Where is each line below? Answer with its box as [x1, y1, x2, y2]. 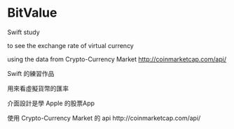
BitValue [7, 5, 57, 21]
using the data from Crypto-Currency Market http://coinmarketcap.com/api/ [7, 54, 226, 63]
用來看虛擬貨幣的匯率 [7, 84, 69, 92]
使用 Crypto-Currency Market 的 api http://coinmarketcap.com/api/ [7, 114, 201, 122]
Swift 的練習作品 [7, 69, 55, 77]
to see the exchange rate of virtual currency [7, 41, 135, 50]
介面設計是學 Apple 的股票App [7, 99, 95, 107]
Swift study [7, 28, 40, 36]
